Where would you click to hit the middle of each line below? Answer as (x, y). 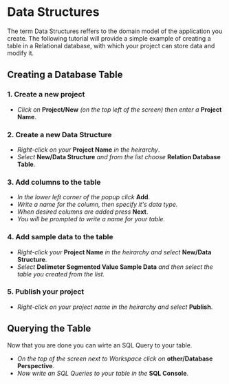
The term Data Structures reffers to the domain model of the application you (115, 31)
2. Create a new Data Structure (59, 134)
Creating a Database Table (65, 75)
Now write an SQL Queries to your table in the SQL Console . (103, 373)
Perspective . (36, 365)
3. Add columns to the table (54, 182)
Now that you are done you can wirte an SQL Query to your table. (100, 345)
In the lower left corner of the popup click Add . (83, 197)
